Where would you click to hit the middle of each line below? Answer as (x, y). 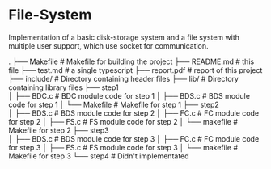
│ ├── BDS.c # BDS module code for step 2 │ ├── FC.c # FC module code (134, 113)
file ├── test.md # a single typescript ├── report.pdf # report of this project (135, 70)
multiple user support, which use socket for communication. (108, 45)
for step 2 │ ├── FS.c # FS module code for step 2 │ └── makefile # (123, 121)
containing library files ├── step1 (64, 87)
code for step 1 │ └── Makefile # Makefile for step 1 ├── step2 (114, 104)
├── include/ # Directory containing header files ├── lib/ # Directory (123, 78)
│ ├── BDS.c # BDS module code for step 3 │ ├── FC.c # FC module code (134, 138)
